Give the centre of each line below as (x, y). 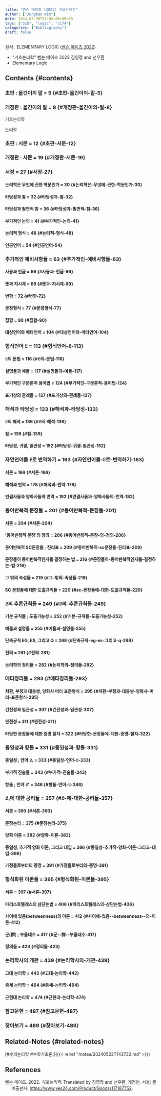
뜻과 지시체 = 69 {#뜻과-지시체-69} (39, 284)
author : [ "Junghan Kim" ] (30, 14)
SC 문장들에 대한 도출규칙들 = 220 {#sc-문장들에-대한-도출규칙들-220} (74, 590)
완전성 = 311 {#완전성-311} (31, 722)
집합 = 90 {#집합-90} (26, 320)
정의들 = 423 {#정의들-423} (33, 947)
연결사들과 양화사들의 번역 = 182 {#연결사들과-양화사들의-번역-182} (70, 497)
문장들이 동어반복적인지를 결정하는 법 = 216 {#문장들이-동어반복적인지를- (75, 559)
